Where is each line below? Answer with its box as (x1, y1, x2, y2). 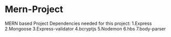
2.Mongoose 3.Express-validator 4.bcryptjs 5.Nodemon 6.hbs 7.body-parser (5, 25, 166, 31)
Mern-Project (5, 4, 63, 15)
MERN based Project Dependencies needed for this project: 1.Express (5, 20, 152, 26)
